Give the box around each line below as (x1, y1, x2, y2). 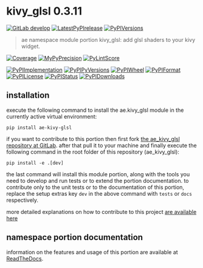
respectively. (6, 196, 38, 204)
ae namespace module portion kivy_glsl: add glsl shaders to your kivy (21, 36, 196, 43)
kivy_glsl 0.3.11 (6, 4, 82, 18)
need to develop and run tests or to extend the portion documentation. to (6, 177, 189, 184)
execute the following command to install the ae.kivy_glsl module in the (6, 106, 184, 114)
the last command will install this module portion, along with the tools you (6, 170, 190, 177)
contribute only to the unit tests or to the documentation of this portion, (6, 184, 184, 191)
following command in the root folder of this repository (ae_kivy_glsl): (6, 148, 179, 156)
